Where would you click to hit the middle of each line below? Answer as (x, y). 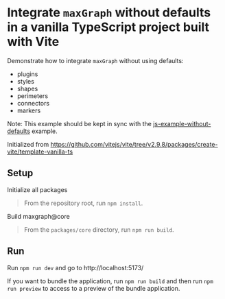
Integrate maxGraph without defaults (109, 13)
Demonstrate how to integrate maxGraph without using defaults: (95, 60)
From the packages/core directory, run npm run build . (99, 229)
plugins (27, 74)
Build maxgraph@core (38, 216)
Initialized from (28, 144)
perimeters (33, 96)
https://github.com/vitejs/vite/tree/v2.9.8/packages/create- (134, 144)
